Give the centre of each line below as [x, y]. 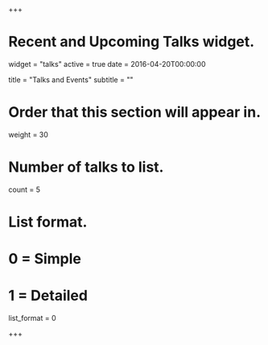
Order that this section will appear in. [135, 112]
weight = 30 [28, 135]
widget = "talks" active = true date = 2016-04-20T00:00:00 [107, 64]
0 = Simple [45, 259]
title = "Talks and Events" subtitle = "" [71, 79]
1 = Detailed [48, 296]
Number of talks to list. [86, 167]
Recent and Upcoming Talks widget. [132, 42]
